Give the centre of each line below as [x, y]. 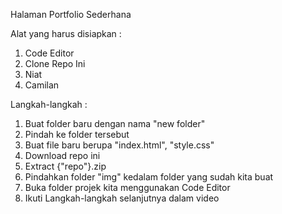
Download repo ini [62, 155]
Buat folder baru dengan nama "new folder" [115, 123]
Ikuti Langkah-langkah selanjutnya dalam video [122, 198]
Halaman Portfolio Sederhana [71, 14]
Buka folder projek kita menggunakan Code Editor [127, 187]
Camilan [42, 85]
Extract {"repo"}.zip [65, 166]
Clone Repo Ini [55, 63]
